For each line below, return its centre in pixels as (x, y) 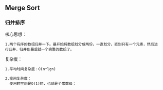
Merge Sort (23, 8)
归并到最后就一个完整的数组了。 (46, 49)
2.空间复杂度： (18, 78)
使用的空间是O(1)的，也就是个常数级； (43, 83)
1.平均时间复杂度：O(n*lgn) (30, 69)
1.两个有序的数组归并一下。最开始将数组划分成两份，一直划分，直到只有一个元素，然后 (80, 44)
